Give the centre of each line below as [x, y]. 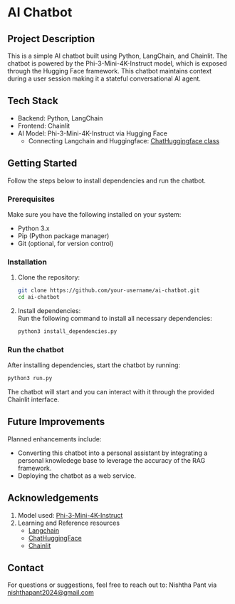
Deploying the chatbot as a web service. [77, 476]
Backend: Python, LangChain [60, 118]
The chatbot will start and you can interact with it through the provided [111, 392]
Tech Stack [33, 101]
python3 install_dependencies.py [67, 331]
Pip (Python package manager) [63, 235]
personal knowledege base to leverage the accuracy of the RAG [111, 460]
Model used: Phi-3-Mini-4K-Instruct [70, 515]
